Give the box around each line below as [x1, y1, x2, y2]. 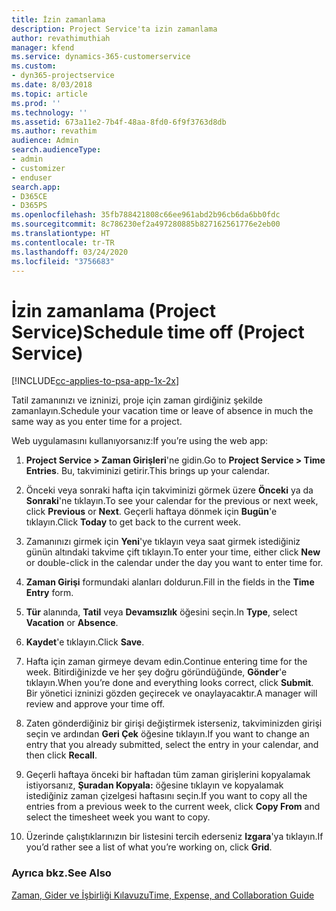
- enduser [11, 172, 53, 183]
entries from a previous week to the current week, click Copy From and [25, 801, 321, 813]
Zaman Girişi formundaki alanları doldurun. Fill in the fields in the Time [25, 576, 315, 588]
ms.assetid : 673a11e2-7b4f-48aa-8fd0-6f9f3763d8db [11, 117, 227, 127]
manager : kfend [11, 42, 75, 53]
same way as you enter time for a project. [11, 416, 183, 428]
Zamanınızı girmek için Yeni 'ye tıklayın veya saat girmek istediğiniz [25, 536, 301, 548]
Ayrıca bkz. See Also [11, 866, 112, 880]
